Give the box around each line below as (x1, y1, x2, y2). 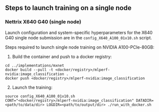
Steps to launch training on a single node (5, 4, 132, 12)
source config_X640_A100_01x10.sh (5, 93, 76, 99)
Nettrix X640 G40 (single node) (5, 19, 81, 25)
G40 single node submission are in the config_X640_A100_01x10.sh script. (5, 35, 152, 40)
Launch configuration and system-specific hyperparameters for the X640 (5, 29, 153, 36)
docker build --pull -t (5, 67, 54, 72)
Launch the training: (12, 84, 53, 90)
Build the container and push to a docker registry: (12, 54, 112, 59)
